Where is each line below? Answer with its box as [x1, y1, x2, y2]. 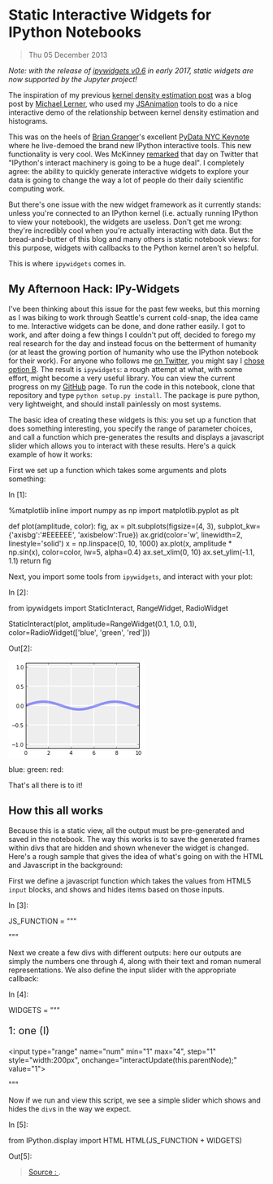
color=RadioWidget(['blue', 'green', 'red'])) [8, 627, 150, 637]
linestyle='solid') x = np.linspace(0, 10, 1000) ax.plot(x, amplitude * [8, 538, 232, 548]
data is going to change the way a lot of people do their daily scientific [8, 175, 244, 185]
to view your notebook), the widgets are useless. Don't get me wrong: [8, 217, 242, 226]
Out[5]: [8, 1151, 32, 1161]
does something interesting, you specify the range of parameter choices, [8, 423, 253, 433]
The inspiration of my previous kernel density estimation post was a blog [8, 90, 252, 99]
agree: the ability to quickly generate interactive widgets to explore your [8, 166, 249, 176]
